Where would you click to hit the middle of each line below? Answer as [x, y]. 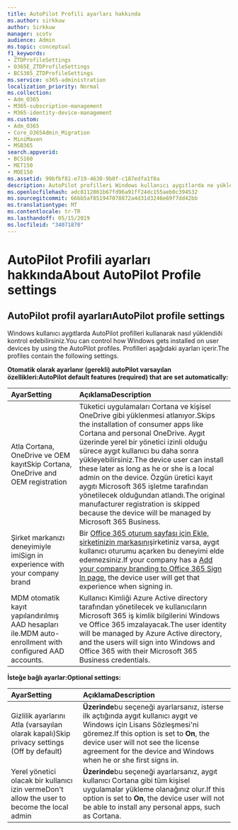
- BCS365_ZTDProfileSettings [50, 73]
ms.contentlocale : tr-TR [44, 212]
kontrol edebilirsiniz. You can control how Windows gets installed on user [113, 340]
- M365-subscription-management [55, 106]
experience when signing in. [126, 586]
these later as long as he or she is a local [147, 469]
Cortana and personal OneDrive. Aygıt [142, 433]
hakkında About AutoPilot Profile [104, 275]
